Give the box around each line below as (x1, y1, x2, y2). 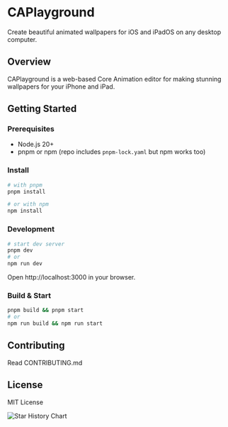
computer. (7, 35, 38, 43)
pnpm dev (7, 247, 33, 254)
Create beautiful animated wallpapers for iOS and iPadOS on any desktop (7, 28, 222, 36)
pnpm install (7, 188, 46, 195)
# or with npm (7, 201, 50, 208)
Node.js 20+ (17, 140, 55, 149)
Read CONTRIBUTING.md (7, 358, 83, 367)
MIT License (7, 398, 44, 406)
